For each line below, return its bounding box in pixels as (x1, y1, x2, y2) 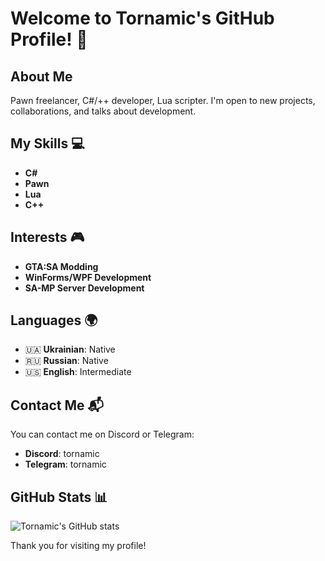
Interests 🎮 (10, 229, 85, 246)
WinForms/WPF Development (24, 271, 152, 283)
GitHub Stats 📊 (10, 488, 108, 506)
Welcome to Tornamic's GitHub (10, 7, 275, 30)
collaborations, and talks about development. (10, 105, 197, 117)
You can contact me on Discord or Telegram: (10, 428, 195, 441)
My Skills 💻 (10, 135, 85, 152)
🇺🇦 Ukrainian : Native (24, 343, 116, 356)
